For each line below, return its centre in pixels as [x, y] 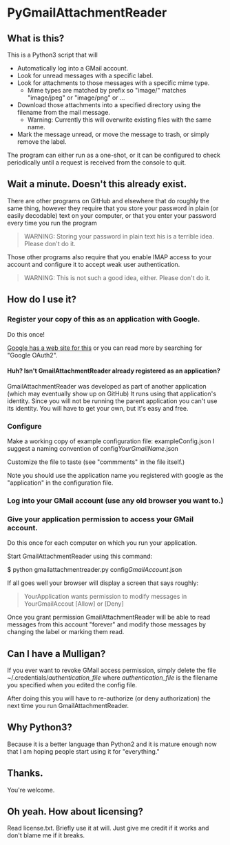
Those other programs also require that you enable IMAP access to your [109, 257]
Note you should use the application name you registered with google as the [115, 475]
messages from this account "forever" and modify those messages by [107, 624]
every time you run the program [52, 223]
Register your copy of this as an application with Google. [104, 319]
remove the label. [42, 142]
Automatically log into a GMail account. [73, 68]
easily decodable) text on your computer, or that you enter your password [112, 215]
